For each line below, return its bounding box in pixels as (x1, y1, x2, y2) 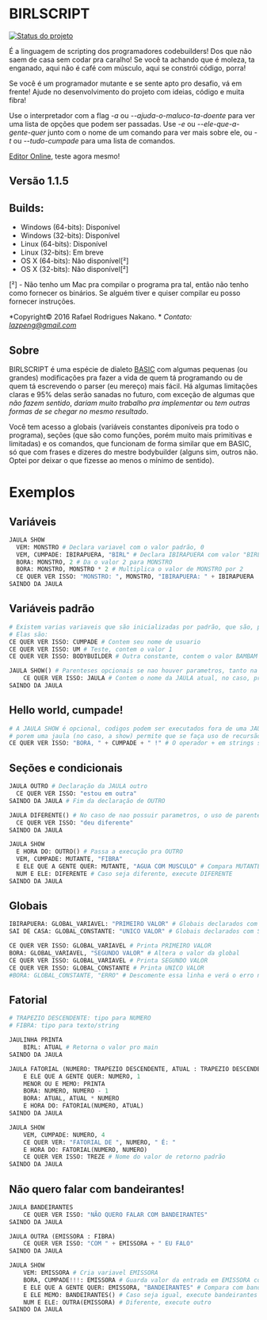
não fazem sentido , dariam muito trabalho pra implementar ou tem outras (9, 398, 250, 407)
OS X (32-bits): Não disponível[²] (20, 265, 129, 274)
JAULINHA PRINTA (9, 1036, 63, 1044)
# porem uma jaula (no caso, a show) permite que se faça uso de (9, 732, 229, 740)
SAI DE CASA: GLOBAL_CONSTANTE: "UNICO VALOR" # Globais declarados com (9, 928, 254, 935)
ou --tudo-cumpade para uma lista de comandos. (13, 136, 176, 145)
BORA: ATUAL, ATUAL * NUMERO (23, 1095, 120, 1103)
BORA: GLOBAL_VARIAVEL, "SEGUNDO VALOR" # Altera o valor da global (9, 949, 240, 958)
